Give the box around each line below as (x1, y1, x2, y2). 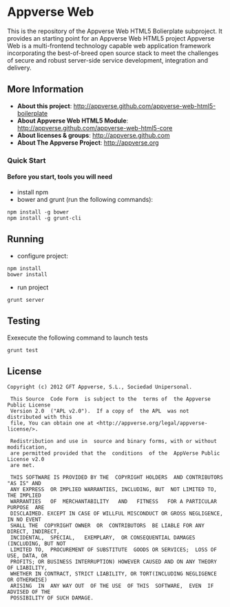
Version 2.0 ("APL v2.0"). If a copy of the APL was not (10, 408, 189, 415)
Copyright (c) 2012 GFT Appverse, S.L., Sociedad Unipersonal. (7, 384, 193, 391)
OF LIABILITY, (7, 564, 48, 572)
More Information (7, 83, 84, 95)
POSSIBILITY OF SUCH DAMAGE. (10, 595, 94, 601)
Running (7, 234, 45, 245)
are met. (10, 462, 36, 469)
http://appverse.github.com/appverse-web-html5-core (17, 123, 173, 132)
